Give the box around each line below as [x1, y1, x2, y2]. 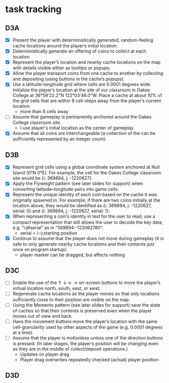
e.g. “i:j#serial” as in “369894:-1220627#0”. [12, 224, 103, 230]
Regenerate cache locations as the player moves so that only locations [12, 291, 160, 297]
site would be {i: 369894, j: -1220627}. [12, 175, 93, 181]
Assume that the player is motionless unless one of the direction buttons [12, 334, 163, 341]
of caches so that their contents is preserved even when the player [12, 307, 152, 314]
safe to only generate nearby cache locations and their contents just [12, 241, 155, 247]
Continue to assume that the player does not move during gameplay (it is [12, 235, 164, 241]
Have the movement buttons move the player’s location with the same [12, 318, 158, 324]
